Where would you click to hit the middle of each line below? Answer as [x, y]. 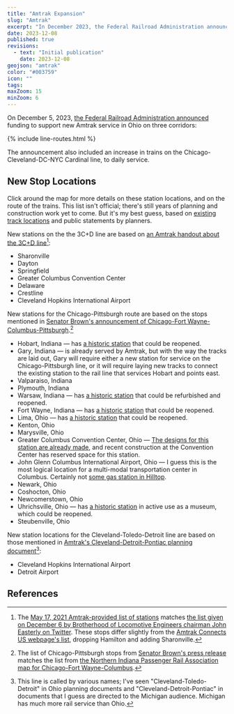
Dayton [28, 264]
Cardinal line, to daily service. [107, 160]
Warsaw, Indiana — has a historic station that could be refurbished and [119, 395]
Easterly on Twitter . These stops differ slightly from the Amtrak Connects [122, 632]
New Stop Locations [52, 182]
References [33, 594]
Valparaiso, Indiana [45, 381]
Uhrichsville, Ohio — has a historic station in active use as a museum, [117, 507]
